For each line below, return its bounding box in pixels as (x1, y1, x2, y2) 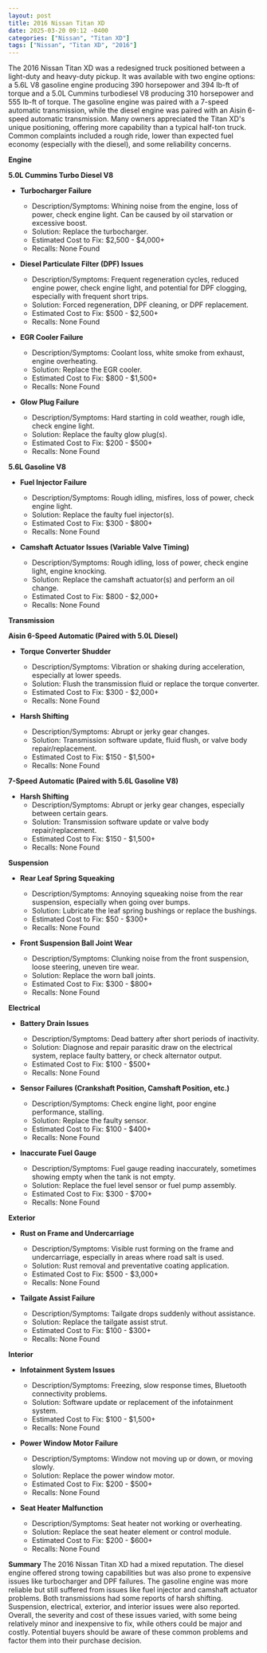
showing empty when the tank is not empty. (31, 1172, 176, 1182)
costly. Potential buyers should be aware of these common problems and (8, 1627, 249, 1637)
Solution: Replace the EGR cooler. (31, 365, 142, 375)
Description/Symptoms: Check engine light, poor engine (31, 1099, 217, 1109)
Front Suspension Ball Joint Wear (19, 938, 133, 948)
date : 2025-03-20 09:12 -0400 (8, 26, 109, 34)
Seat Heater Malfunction (19, 1503, 104, 1513)
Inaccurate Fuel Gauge (19, 1148, 97, 1158)
